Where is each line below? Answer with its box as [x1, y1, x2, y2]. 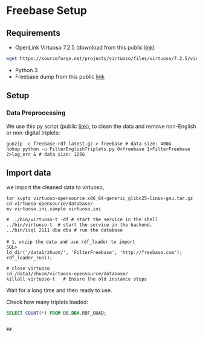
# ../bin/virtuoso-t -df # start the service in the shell [6, 216, 158, 223]
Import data [6, 167, 51, 178]
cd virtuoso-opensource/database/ [6, 201, 94, 207]
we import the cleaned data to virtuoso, [6, 184, 105, 191]
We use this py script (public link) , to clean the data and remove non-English [6, 122, 196, 130]
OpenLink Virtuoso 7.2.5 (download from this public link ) [14, 44, 155, 51]
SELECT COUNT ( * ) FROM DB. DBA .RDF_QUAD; [6, 310, 107, 316]
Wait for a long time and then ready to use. [6, 287, 113, 294]
